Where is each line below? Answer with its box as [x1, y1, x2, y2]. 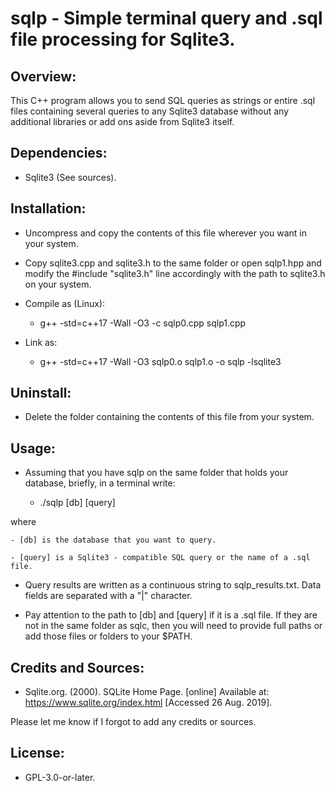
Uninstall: [10, 385, 72, 402]
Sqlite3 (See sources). [24, 171, 117, 183]
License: [10, 745, 65, 762]
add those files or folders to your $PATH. [24, 630, 193, 642]
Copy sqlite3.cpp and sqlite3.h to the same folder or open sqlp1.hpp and [24, 257, 322, 269]
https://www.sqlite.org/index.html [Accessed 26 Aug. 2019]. [24, 697, 273, 709]
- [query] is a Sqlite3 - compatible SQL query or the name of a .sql [10, 553, 311, 563]
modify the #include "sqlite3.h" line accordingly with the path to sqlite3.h [24, 267, 326, 279]
